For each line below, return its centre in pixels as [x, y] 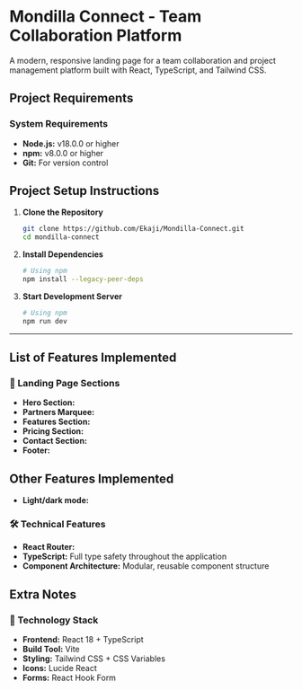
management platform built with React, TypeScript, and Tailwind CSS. [138, 70]
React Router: [49, 547]
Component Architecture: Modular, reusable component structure [146, 566]
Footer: [36, 450]
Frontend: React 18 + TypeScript [83, 640]
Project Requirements [71, 98]
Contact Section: [55, 441]
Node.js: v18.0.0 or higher [71, 143]
